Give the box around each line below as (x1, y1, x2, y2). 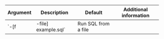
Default (84, 9, 102, 16)
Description (41, 9, 69, 16)
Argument (7, 9, 32, 16)
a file (77, 26, 89, 33)
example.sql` (36, 26, 66, 33)
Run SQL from (77, 20, 110, 27)
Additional (123, 6, 148, 13)
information (122, 12, 150, 19)
